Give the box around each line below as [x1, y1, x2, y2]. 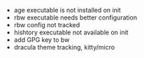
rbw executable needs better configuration [13, 13, 138, 22]
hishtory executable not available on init [13, 28, 129, 36]
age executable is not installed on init [13, 6, 121, 14]
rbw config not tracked [13, 21, 80, 29]
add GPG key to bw [13, 36, 70, 44]
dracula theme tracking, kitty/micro [13, 43, 115, 51]
